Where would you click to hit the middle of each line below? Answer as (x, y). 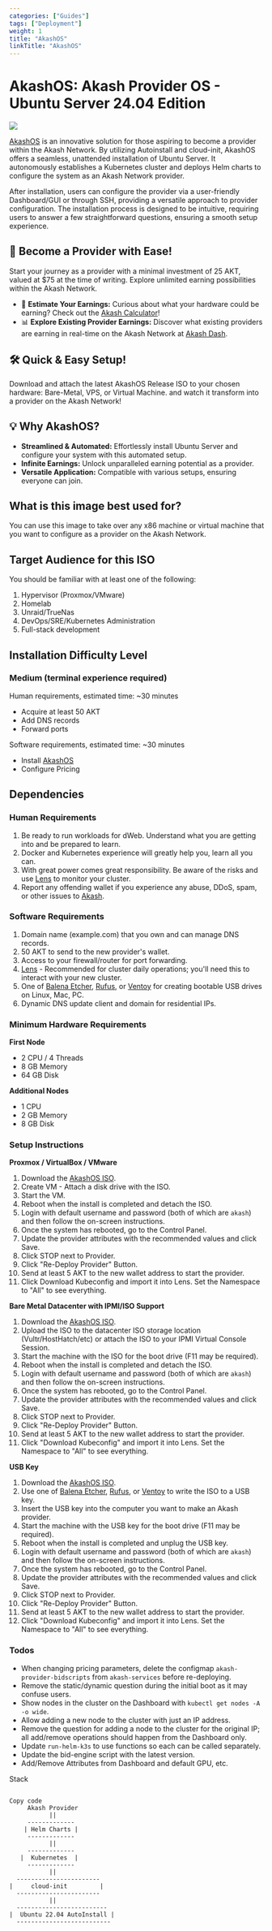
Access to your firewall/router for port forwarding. (104, 960)
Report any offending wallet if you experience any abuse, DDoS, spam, (139, 887)
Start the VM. (43, 1195)
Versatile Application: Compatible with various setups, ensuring (129, 472)
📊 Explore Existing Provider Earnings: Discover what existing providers (142, 322)
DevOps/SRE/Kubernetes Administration (88, 621)
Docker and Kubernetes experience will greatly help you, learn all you (137, 853)
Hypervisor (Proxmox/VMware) (73, 595)
